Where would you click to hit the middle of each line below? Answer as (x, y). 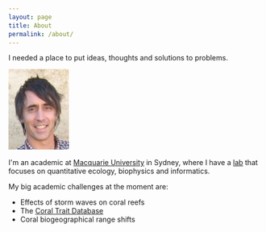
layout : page (30, 17)
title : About (30, 25)
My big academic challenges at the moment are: (88, 187)
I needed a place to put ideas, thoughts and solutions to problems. (118, 58)
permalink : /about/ (41, 34)
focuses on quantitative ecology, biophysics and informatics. (109, 171)
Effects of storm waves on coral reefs (82, 202)
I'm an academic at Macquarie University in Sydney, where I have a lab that (133, 163)
